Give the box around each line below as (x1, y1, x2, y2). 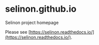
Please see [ (5, 29, 31, 35)
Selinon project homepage (5, 20, 59, 25)
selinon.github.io (5, 3, 77, 15)
